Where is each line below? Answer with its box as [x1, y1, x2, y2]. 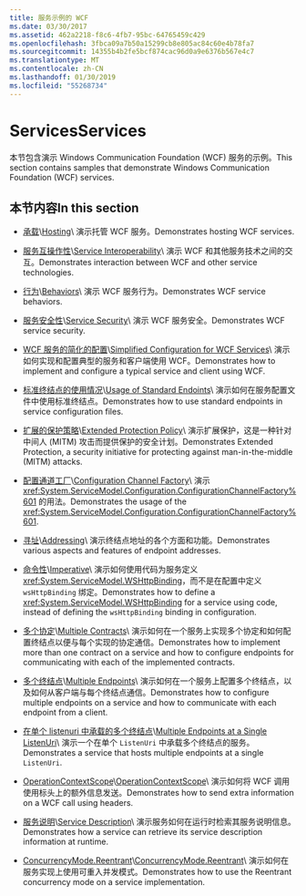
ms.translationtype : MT [9, 56, 100, 65]
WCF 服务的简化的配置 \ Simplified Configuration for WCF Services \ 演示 [22, 344, 291, 355]
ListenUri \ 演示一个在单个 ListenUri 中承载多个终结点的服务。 [22, 737, 255, 748]
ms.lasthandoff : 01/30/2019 [9, 73, 117, 82]
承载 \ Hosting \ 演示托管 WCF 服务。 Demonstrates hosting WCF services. [22, 226, 295, 237]
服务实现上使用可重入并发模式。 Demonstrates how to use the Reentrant [22, 867, 292, 878]
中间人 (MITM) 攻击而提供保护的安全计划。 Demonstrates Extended [22, 437, 273, 448]
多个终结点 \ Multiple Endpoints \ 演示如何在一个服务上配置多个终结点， [22, 675, 284, 686]
